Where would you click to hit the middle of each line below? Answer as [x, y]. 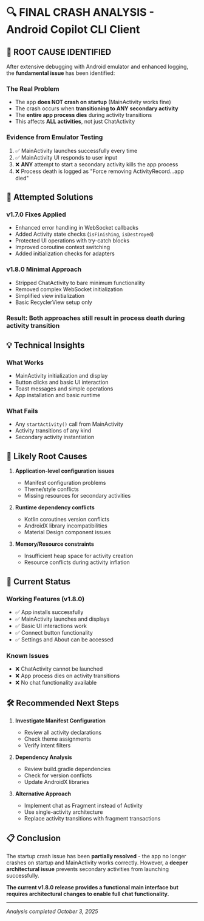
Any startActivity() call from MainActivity [69, 424]
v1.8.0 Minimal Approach [44, 269]
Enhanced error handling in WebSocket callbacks [76, 228]
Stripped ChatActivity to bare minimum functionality [80, 283]
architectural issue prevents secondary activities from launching [87, 869]
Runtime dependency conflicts [55, 507]
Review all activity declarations [63, 733]
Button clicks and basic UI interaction [62, 383]
